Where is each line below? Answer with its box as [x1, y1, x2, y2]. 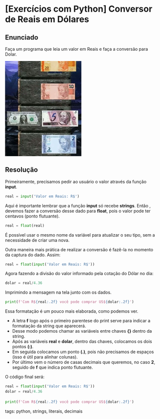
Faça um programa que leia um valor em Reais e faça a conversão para [5, 46, 148, 52]
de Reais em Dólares [5, 14, 89, 25]
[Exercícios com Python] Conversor [5, 3, 153, 15]
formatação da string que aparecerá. [12, 323, 86, 329]
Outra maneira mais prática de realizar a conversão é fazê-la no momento [5, 246, 154, 252]
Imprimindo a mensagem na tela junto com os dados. [5, 289, 112, 296]
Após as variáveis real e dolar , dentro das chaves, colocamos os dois [12, 339, 152, 344]
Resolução [5, 166, 38, 174]
